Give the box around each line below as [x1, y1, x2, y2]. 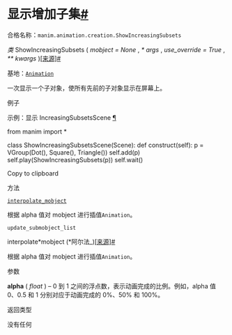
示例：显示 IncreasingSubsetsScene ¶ [7, 113, 116, 122]
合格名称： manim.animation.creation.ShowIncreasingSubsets [7, 31, 182, 39]
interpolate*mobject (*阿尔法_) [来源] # [7, 237, 116, 246]
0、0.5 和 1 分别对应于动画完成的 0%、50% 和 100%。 [7, 290, 164, 299]
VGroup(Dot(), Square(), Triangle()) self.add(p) [7, 148, 141, 157]
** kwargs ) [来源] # [7, 54, 61, 63]
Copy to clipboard [7, 169, 59, 178]
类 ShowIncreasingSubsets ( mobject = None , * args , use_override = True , [7, 45, 225, 54]
